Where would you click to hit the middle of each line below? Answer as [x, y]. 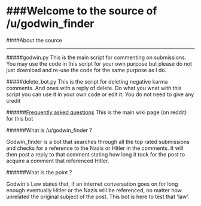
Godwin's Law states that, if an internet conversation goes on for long [92, 184]
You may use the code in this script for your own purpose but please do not [99, 63]
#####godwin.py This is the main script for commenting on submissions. [96, 57]
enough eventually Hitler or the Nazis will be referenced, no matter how [94, 190]
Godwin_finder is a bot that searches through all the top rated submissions [98, 142]
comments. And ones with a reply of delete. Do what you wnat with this [94, 88]
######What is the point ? [39, 172]
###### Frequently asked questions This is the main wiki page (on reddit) [97, 112]
